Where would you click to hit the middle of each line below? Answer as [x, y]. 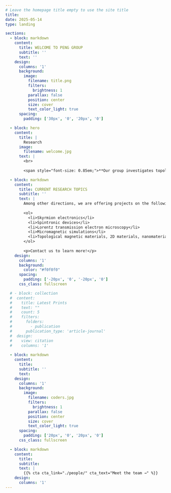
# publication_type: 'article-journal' [58, 331]
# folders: [27, 322]
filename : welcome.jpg [48, 152]
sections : [16, 34]
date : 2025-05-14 [24, 19]
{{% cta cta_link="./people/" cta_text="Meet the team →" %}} [91, 473]
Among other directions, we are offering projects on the [86, 204]
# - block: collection [34, 293]
